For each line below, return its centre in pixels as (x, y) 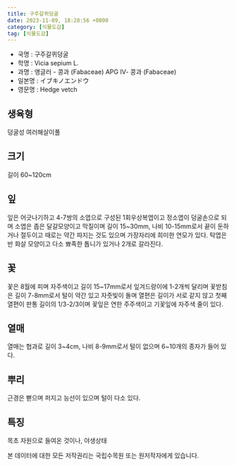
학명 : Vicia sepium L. (48, 63)
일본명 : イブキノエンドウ (53, 81)
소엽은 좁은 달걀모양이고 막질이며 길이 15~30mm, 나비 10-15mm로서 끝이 (115, 226)
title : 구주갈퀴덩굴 (33, 14)
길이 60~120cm (29, 175)
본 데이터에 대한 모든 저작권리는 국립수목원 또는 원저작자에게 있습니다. (103, 455)
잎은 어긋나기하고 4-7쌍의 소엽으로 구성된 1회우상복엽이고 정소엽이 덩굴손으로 (113, 217)
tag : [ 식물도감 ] (28, 33)
